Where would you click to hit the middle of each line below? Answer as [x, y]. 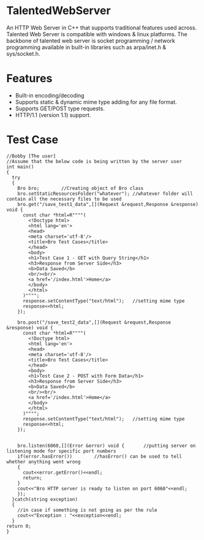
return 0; [19, 526]
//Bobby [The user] [31, 156]
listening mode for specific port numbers [61, 451]
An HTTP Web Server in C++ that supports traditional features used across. [102, 28]
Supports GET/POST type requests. [60, 108]
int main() [20, 167]
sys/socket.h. [23, 53]
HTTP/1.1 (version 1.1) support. [53, 115]
